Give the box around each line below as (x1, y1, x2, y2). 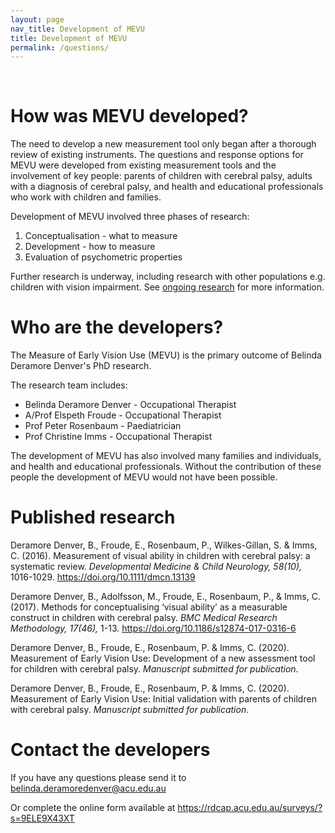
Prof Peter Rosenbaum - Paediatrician (24, 420, 182, 432)
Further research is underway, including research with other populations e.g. (10, 271, 326, 283)
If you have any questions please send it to (10, 772, 187, 783)
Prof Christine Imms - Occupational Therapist (24, 431, 213, 443)
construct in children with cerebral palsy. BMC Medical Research (10, 612, 278, 624)
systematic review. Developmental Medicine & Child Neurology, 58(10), (10, 561, 303, 573)
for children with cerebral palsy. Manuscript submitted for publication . (10, 663, 299, 675)
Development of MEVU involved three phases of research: (10, 211, 250, 223)
